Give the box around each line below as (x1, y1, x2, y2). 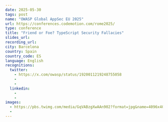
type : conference (5, 26, 41, 31)
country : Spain (5, 49, 37, 54)
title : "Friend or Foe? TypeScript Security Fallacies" (5, 30, 124, 35)
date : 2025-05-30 (5, 7, 41, 12)
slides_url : (5, 35, 30, 40)
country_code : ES (5, 53, 41, 59)
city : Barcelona (5, 44, 39, 49)
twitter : (9, 68, 28, 73)
